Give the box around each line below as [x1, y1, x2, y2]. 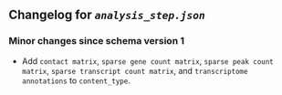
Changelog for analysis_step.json [8, 7, 206, 23]
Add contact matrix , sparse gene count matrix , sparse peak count [21, 55, 275, 67]
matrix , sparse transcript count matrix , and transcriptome [21, 65, 248, 76]
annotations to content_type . [21, 75, 131, 86]
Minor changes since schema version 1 [8, 35, 184, 47]
